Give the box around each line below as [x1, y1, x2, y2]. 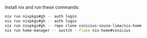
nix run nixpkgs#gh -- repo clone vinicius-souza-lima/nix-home [5, 23, 142, 28]
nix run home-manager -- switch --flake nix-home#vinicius [5, 27, 131, 33]
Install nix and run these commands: [5, 4, 80, 10]
